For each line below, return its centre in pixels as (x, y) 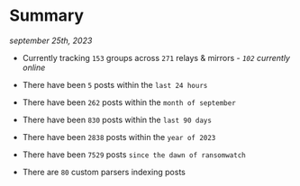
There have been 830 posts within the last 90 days (117, 120)
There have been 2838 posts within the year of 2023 (119, 137)
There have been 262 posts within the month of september (129, 102)
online (34, 67)
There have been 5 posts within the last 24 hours (115, 84)
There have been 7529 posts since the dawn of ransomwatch (134, 155)
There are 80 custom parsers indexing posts (104, 172)
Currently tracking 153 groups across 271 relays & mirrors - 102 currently (156, 58)
